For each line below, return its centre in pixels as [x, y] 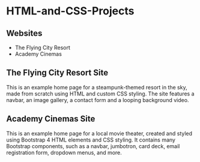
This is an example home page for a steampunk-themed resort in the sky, [97, 87]
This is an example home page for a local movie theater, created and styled [99, 133]
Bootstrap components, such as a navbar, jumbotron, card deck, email [93, 146]
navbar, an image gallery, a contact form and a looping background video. [98, 100]
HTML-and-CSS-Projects [70, 11]
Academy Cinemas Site [51, 119]
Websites [24, 33]
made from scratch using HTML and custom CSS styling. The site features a [100, 94]
